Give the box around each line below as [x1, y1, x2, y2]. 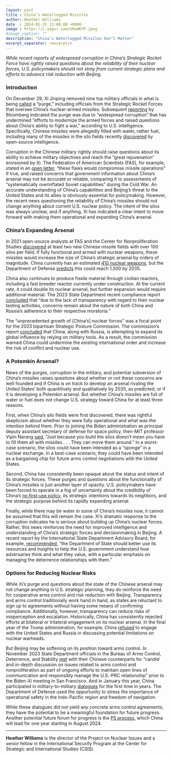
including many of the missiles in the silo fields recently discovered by [6, 133, 153, 140]
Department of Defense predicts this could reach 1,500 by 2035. [6, 265, 141, 271]
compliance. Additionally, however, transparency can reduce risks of [6, 608, 150, 614]
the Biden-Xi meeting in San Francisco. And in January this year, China [6, 678, 155, 684]
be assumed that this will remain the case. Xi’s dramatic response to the [6, 513, 157, 519]
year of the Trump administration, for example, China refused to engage [6, 624, 157, 630]
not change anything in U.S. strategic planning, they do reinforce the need [6, 586, 161, 592]
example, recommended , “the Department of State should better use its [6, 540, 156, 546]
